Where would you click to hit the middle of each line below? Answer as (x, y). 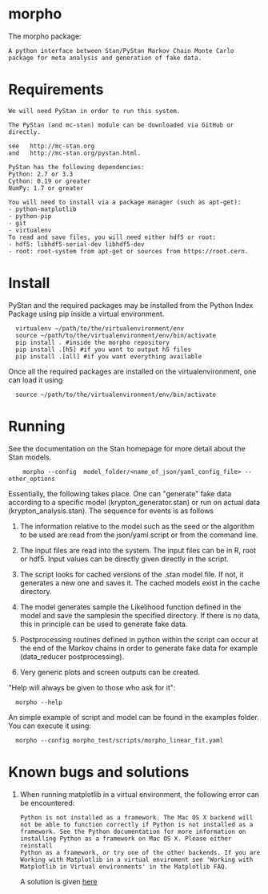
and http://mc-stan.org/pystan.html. (75, 153)
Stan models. (30, 457)
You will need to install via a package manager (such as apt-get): (125, 202)
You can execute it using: (50, 726)
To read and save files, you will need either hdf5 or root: (112, 237)
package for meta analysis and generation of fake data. (105, 58)
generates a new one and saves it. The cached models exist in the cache (140, 583)
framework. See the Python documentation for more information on (133, 831)
